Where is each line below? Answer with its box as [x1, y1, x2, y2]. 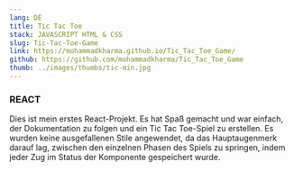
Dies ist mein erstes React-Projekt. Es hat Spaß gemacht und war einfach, [9, 113, 284, 124]
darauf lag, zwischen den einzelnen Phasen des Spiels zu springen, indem [9, 142, 286, 153]
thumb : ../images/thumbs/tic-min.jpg [9, 64, 152, 73]
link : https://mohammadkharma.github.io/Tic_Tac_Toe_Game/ [9, 47, 236, 56]
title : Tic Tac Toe [9, 22, 83, 31]
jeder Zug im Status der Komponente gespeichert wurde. [9, 152, 221, 163]
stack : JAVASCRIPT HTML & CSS [9, 30, 124, 39]
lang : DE [9, 13, 42, 22]
